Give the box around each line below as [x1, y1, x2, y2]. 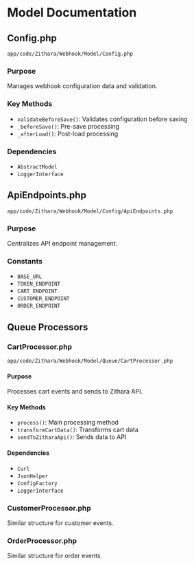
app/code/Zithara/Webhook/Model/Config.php [7, 50, 134, 57]
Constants [7, 256, 43, 266]
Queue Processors [7, 321, 88, 333]
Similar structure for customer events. [7, 518, 114, 527]
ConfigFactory [16, 480, 58, 487]
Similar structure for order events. [7, 552, 103, 560]
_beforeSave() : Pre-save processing [16, 122, 120, 130]
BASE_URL [16, 273, 43, 280]
